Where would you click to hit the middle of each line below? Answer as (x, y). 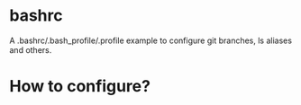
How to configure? (80, 87)
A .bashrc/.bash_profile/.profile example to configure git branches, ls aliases (151, 40)
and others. (31, 49)
